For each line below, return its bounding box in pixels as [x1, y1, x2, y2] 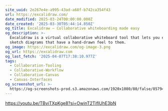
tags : [5, 58, 16, 63]
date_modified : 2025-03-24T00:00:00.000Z [5, 16, 93, 21]
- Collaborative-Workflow [9, 68, 64, 73]
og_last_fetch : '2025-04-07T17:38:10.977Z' [5, 53, 97, 59]
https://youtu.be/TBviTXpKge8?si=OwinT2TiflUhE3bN [5, 100, 116, 106]
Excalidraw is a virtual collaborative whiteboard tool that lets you [9, 35, 160, 40]
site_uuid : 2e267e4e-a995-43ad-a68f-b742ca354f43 [5, 7, 111, 12]
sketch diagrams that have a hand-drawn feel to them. [9, 40, 126, 45]
